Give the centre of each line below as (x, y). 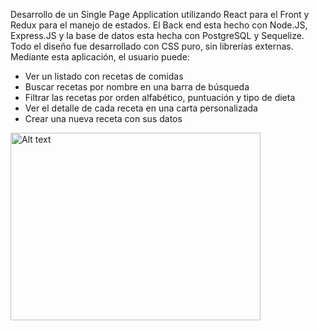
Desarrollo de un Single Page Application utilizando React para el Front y (160, 14)
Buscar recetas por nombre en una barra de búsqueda (137, 87)
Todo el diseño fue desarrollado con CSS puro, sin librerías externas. (152, 46)
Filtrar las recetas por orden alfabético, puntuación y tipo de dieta (160, 97)
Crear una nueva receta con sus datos (103, 118)
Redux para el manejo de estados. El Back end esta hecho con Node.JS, (159, 25)
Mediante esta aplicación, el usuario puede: (100, 57)
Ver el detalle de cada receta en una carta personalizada (141, 108)
